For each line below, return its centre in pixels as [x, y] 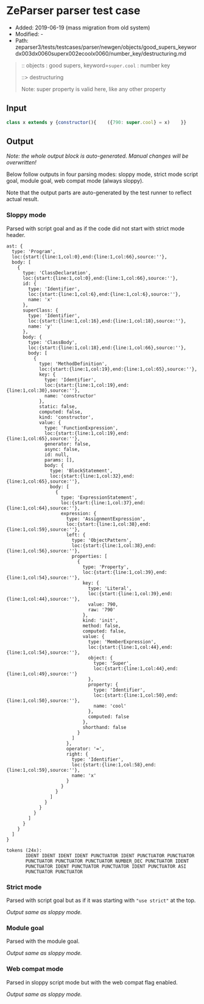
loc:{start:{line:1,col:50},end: [136, 695]
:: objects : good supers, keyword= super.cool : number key [96, 65]
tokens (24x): [24, 850]
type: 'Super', [113, 663]
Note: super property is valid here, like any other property [93, 89]
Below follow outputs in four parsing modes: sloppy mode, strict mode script [102, 174]
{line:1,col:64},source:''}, [43, 508]
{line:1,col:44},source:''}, [43, 599]
